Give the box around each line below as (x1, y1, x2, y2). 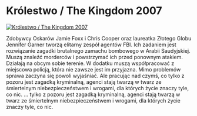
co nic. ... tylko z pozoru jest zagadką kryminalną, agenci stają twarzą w (6, 91, 181, 98)
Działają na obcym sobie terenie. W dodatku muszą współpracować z (6, 60, 175, 67)
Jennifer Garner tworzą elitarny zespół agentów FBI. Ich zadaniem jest (6, 41, 176, 48)
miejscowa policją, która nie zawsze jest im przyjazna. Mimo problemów (6, 66, 181, 73)
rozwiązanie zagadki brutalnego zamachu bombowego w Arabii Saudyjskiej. (6, 47, 191, 54)
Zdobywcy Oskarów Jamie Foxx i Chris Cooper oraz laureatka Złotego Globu (6, 35, 192, 42)
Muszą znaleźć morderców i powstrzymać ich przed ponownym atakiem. (6, 53, 183, 60)
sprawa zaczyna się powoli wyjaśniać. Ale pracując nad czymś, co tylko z (6, 72, 185, 79)
